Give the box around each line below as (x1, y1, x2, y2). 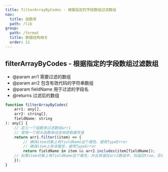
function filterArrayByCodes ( (5, 102, 68, 107)
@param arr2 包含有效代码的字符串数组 (12, 80, 94, 86)
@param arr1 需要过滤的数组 (12, 73, 71, 80)
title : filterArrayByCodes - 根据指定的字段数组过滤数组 (5, 7, 116, 12)
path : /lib (9, 21, 32, 26)
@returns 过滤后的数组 (12, 92, 59, 98)
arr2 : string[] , (14, 112, 48, 117)
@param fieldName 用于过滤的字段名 (12, 86, 89, 92)
